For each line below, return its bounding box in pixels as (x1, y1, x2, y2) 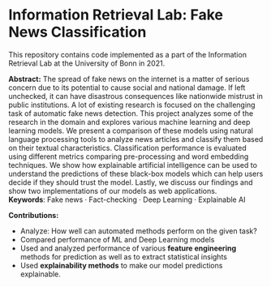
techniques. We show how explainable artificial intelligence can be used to (8, 160, 258, 169)
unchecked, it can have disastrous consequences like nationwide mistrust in (8, 91, 264, 101)
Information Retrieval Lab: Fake (8, 6, 223, 24)
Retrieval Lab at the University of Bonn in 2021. (8, 58, 166, 68)
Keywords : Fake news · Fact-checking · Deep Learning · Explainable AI (8, 195, 246, 204)
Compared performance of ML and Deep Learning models (19, 234, 215, 244)
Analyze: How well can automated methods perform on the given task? (19, 225, 257, 236)
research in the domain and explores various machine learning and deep (8, 117, 251, 126)
